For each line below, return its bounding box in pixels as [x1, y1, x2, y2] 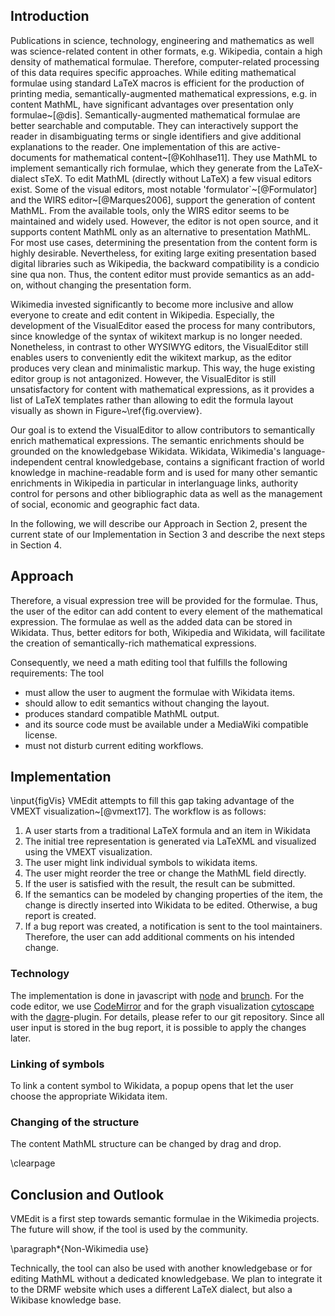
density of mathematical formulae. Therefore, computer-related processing [10, 55, 320, 68]
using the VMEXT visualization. [24, 846, 153, 858]
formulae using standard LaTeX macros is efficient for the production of [10, 77, 305, 89]
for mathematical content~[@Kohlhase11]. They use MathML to [58, 151, 318, 163]
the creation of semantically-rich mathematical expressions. [10, 637, 257, 649]
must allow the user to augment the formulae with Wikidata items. [24, 686, 296, 698]
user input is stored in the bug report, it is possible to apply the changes [10, 1021, 307, 1033]
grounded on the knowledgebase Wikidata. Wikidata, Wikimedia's [10, 445, 282, 457]
